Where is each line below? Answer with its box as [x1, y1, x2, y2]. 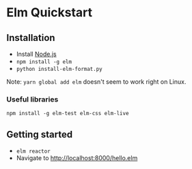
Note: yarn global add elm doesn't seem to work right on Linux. [6, 78, 187, 86]
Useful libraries [6, 94, 59, 104]
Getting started [6, 128, 73, 140]
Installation [6, 32, 55, 44]
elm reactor [16, 148, 51, 155]
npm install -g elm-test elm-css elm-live [6, 110, 129, 117]
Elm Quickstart [6, 5, 93, 20]
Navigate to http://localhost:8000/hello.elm [16, 154, 138, 162]
